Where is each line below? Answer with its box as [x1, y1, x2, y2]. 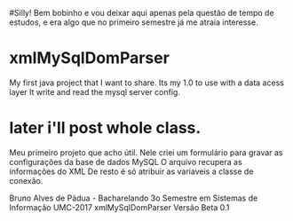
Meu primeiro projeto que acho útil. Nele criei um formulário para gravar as [9, 146, 283, 158]
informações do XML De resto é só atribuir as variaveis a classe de [9, 166, 254, 177]
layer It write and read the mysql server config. [9, 86, 180, 97]
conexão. [9, 175, 44, 185]
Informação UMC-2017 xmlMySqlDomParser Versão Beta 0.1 [9, 201, 230, 212]
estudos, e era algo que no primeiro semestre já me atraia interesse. [9, 17, 259, 28]
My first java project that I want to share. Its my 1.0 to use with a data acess [9, 77, 284, 88]
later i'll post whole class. [9, 118, 202, 138]
